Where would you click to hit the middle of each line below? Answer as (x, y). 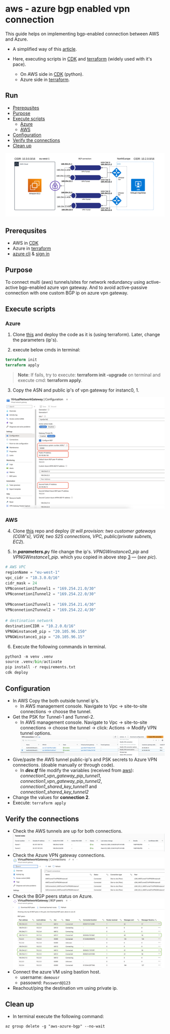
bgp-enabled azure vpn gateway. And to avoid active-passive (83, 287)
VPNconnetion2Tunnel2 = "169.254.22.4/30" (51, 610)
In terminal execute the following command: (58, 1016)
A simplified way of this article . (45, 49)
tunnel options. (36, 733)
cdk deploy (17, 673)
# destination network (29, 621)
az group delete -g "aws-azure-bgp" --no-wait (55, 1026)
